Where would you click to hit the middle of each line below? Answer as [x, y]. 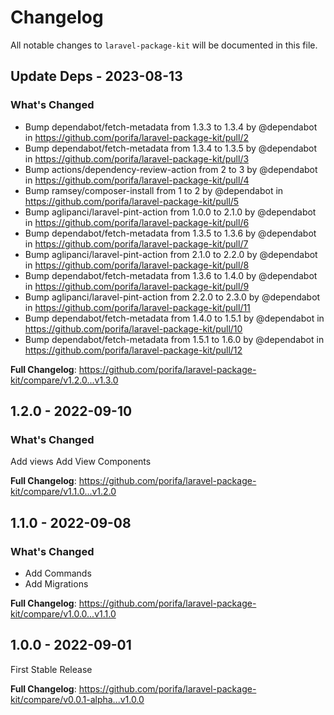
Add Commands [58, 573]
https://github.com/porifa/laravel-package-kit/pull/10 [133, 328]
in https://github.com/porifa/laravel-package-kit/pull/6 [137, 222]
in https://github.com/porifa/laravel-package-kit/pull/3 [137, 158]
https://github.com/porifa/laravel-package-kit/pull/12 [133, 350]
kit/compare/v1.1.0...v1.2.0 [63, 492]
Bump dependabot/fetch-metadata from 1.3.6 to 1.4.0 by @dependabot [171, 275]
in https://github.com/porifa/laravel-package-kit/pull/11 [137, 307]
